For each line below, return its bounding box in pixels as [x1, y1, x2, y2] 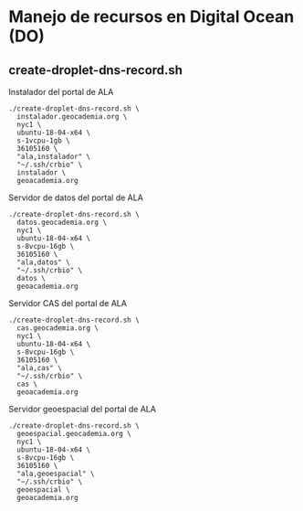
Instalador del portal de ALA [8, 87, 114, 97]
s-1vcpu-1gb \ [16, 136, 70, 145]
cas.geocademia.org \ [16, 324, 99, 333]
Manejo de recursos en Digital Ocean [8, 6, 295, 27]
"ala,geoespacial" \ [16, 469, 95, 478]
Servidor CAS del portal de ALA [8, 298, 127, 308]
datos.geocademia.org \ [16, 218, 107, 227]
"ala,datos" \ [16, 258, 70, 267]
